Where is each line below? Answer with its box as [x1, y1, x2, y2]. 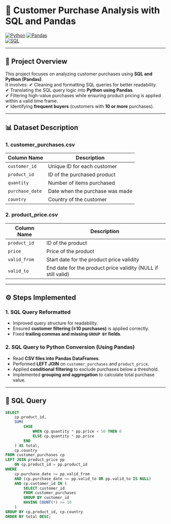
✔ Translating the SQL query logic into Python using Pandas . [5, 87, 134, 93]
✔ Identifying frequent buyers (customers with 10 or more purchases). [5, 103, 154, 109]
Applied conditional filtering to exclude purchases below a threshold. [12, 366, 159, 372]
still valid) [46, 270, 70, 278]
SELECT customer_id [23, 486, 65, 491]
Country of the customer [48, 196, 107, 203]
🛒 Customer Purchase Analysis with [5, 5, 160, 16]
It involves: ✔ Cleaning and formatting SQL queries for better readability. [5, 81, 157, 88]
